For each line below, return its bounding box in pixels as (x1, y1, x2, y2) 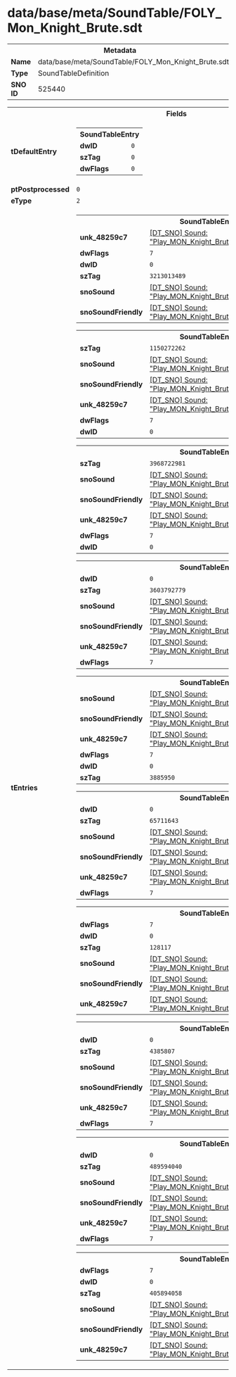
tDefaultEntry (11, 146, 58, 156)
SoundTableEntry (79, 129, 140, 139)
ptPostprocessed (11, 184, 70, 194)
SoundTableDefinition (37, 68, 110, 78)
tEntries (11, 783, 38, 793)
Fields (166, 108, 188, 118)
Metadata (103, 45, 137, 55)
